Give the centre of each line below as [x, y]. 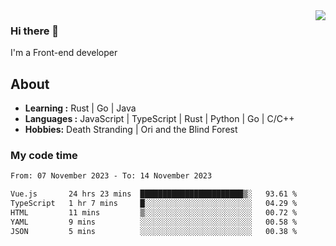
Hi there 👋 [35, 31]
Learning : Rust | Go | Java [80, 108]
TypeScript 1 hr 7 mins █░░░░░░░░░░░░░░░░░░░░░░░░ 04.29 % [154, 204]
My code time [44, 156]
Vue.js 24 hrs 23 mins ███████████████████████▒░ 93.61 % [154, 194]
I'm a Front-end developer [64, 53]
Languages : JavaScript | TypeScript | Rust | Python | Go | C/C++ [159, 119]
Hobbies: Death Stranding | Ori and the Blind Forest [131, 130]
